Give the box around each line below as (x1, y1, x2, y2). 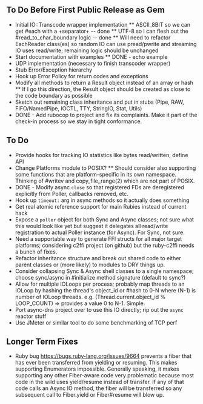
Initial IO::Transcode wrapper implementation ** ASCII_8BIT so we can (15, 21, 191, 28)
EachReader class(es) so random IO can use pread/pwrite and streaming (15, 40, 197, 47)
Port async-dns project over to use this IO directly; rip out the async (15, 306, 184, 313)
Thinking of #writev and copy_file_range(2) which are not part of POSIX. (15, 177, 195, 184)
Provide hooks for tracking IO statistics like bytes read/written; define (15, 151, 188, 158)
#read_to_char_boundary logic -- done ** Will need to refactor (15, 33, 171, 41)
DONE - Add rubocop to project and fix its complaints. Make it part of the (15, 111, 198, 118)
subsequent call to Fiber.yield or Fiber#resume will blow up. (15, 391, 165, 399)
